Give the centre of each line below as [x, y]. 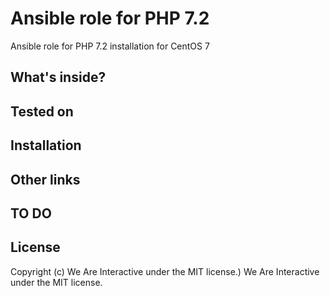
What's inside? [58, 77]
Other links [45, 179]
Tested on [42, 111]
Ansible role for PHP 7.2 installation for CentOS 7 [110, 46]
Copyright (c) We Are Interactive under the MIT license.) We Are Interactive [165, 271]
